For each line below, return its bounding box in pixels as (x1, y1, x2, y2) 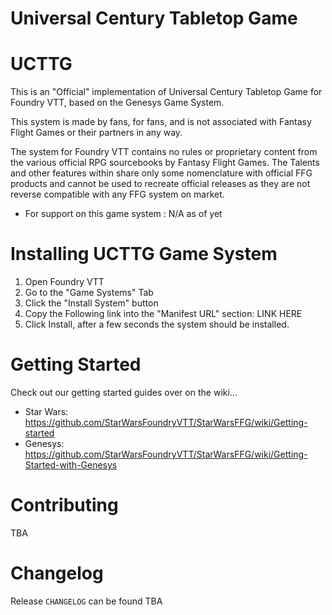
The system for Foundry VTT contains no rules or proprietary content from (10, 146, 318, 158)
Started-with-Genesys (24, 459, 118, 471)
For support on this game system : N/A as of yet (24, 208, 223, 220)
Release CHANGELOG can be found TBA (10, 595, 163, 607)
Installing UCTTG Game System (10, 243, 278, 266)
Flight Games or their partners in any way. (10, 127, 183, 139)
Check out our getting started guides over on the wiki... (10, 387, 238, 398)
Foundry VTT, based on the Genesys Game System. (10, 97, 225, 109)
